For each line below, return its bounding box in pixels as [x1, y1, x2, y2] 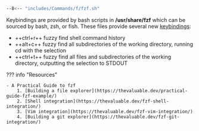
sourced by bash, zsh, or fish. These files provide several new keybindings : [6, 23, 192, 30]
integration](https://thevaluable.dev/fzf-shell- [43, 98, 169, 104]
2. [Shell [17, 98, 42, 104]
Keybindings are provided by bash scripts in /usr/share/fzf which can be [6, 16, 186, 23]
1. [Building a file [17, 88, 68, 93]
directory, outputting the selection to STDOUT [14, 60, 128, 67]
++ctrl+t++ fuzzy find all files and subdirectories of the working [14, 53, 172, 60]
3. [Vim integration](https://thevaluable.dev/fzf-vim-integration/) [17, 108, 194, 114]
